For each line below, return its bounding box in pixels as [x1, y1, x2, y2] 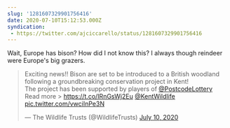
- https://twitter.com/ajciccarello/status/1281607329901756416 [10, 29, 202, 37]
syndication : [7, 23, 46, 30]
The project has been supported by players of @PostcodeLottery [24, 85, 212, 93]
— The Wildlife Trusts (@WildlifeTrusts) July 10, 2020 [24, 113, 179, 122]
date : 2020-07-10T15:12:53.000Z [7, 17, 102, 24]
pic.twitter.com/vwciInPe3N [24, 99, 105, 108]
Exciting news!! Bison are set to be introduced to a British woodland [24, 70, 219, 78]
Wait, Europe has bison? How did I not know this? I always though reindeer [7, 49, 223, 57]
